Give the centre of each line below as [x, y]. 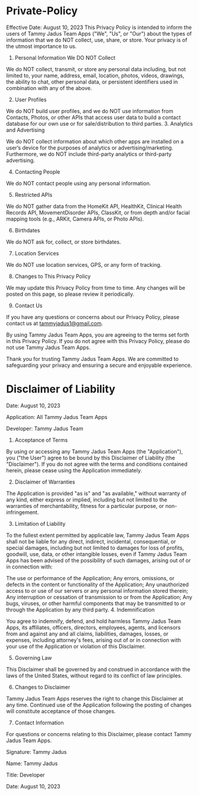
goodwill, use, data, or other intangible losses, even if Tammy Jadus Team [97, 554]
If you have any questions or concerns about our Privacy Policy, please [93, 317]
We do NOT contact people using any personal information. [78, 183]
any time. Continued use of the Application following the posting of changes [99, 705]
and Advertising [25, 130]
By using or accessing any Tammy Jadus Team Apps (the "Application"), [94, 451]
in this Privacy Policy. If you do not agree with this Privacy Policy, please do [98, 341]
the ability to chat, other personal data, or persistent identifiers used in [92, 82]
